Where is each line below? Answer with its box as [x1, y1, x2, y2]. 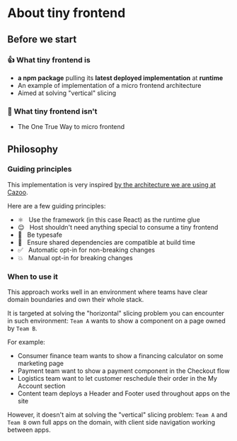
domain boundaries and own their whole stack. [7, 296, 144, 304]
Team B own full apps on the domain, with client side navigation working [7, 418, 216, 427]
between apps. [7, 425, 51, 434]
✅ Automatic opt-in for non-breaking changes [17, 245, 156, 254]
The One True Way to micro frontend [17, 123, 125, 131]
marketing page [17, 359, 64, 368]
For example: [7, 338, 46, 347]
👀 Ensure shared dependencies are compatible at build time [17, 238, 196, 246]
